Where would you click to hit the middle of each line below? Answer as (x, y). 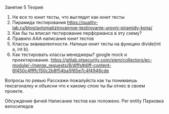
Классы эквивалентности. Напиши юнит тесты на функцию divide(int (87, 44)
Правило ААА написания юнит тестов (53, 38)
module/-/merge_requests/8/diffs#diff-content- (62, 65)
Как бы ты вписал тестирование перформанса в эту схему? (77, 33)
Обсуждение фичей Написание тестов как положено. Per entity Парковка (84, 101)
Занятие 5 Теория (24, 7)
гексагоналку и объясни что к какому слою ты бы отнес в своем (75, 86)
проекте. (14, 91)
